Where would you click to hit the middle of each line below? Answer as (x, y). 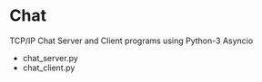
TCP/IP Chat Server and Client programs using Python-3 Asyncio (131, 41)
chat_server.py (50, 58)
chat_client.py (49, 68)
